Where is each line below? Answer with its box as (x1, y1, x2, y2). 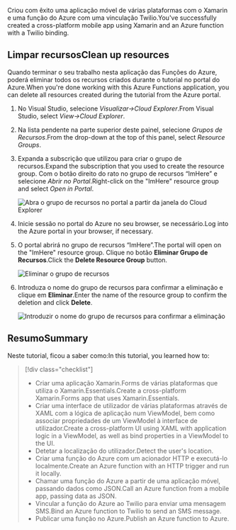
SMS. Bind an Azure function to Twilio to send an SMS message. (35, 507, 222, 515)
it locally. (35, 469, 62, 478)
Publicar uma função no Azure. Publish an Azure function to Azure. (35, 514, 230, 523)
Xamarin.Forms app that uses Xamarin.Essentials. (35, 393, 180, 402)
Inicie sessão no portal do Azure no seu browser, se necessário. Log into (17, 219, 229, 227)
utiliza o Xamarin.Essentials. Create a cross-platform (35, 386, 186, 395)
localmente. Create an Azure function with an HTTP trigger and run (35, 461, 230, 470)
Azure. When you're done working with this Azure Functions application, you (7, 83, 230, 91)
